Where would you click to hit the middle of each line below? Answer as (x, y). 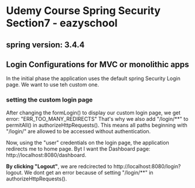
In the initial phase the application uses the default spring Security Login (93, 79)
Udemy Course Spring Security (83, 11)
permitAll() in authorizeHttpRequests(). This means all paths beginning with (97, 125)
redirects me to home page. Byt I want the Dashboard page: (78, 149)
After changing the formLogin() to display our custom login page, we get (93, 113)
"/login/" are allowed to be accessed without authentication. (78, 131)
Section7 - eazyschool (62, 23)
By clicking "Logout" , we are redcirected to (59, 166)
